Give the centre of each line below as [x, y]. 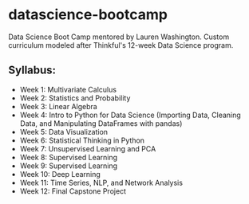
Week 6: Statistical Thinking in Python [82, 140]
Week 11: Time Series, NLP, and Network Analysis [101, 182]
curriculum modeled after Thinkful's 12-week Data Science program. [121, 45]
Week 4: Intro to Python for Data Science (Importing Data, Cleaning [130, 115]
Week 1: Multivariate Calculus [68, 89]
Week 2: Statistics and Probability [75, 98]
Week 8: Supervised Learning [69, 157]
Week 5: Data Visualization [64, 131]
